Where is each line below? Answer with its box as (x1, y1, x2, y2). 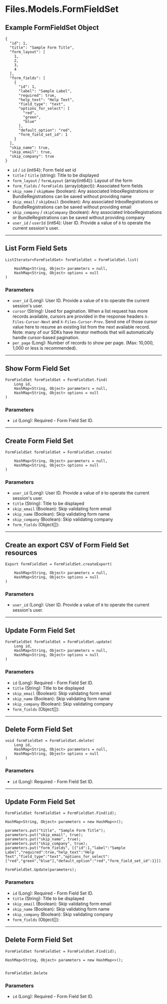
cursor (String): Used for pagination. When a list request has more (12, 308, 148, 314)
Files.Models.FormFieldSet (5, 3, 119, 15)
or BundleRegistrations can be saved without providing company (12, 215, 145, 220)
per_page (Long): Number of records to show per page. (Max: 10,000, (12, 340, 154, 346)
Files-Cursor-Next (12, 320, 51, 325)
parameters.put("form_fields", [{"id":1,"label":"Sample (5, 845, 126, 851)
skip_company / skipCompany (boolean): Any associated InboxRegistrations (12, 209, 163, 215)
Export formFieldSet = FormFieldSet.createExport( (5, 562, 112, 567)
